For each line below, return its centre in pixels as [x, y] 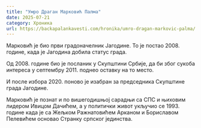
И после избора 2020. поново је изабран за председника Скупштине [96, 82]
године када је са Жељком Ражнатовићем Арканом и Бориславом [93, 112]
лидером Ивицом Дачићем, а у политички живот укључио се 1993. [93, 106]
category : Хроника [29, 23]
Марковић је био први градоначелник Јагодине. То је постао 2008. [93, 46]
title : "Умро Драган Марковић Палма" [54, 12]
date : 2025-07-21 [28, 17]
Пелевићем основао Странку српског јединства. [69, 119]
